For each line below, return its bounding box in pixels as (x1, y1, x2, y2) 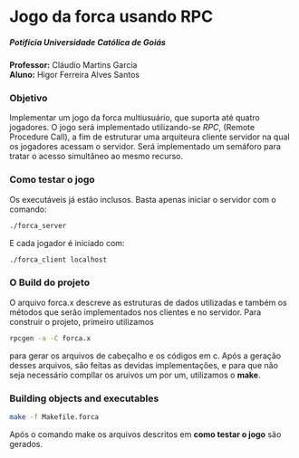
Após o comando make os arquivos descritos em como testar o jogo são (9, 428, 282, 440)
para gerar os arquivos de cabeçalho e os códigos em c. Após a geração (9, 350, 282, 361)
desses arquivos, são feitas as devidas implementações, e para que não (9, 359, 279, 370)
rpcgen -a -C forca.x (9, 333, 92, 343)
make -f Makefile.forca (9, 412, 100, 422)
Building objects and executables (9, 392, 159, 405)
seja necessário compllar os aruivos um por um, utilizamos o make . (9, 369, 261, 380)
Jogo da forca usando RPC (9, 6, 214, 27)
